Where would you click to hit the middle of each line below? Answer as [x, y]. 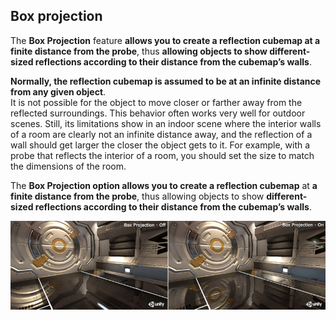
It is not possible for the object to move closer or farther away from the [156, 102]
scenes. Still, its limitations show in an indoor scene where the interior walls [166, 123]
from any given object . [58, 91]
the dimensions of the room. [68, 166]
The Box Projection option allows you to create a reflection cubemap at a [164, 185]
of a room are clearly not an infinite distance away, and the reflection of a [161, 134]
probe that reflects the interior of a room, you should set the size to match [162, 155]
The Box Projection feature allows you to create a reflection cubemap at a [165, 40]
